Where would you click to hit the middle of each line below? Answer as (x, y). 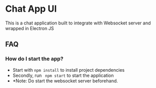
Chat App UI (31, 9)
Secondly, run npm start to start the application (63, 75)
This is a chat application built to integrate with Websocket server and (78, 23)
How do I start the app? (34, 59)
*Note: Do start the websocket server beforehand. (65, 81)
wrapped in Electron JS (30, 28)
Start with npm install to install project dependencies (69, 70)
